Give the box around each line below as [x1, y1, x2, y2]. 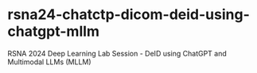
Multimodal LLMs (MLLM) [7, 57, 92, 67]
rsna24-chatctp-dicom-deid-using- [7, 6, 250, 24]
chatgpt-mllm [7, 22, 100, 40]
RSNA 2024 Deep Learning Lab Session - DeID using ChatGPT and [7, 48, 228, 58]
